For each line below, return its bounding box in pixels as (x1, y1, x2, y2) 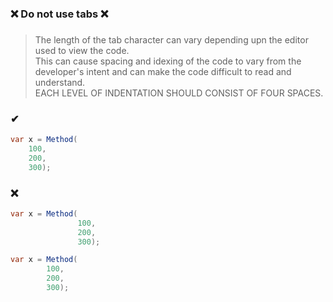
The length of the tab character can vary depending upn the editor (34, 33, 309, 46)
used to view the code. (34, 44, 130, 56)
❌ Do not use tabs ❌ (10, 7, 109, 21)
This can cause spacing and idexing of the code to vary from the (34, 55, 302, 67)
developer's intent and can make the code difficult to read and (34, 65, 292, 77)
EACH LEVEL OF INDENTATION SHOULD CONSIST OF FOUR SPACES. (34, 87, 324, 99)
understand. (34, 76, 86, 88)
